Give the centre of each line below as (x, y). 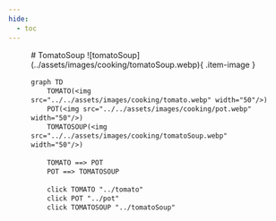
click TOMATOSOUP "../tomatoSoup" (111, 207)
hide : (18, 19)
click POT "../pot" (83, 198)
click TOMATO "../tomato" (95, 189)
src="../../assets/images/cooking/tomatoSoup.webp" (129, 136)
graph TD (47, 82)
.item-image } (230, 64)
